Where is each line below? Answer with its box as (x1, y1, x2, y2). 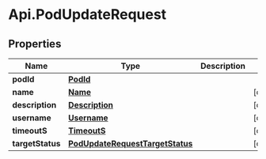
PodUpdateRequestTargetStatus (68, 138, 193, 149)
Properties (8, 37, 62, 51)
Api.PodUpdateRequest (8, 6, 167, 24)
